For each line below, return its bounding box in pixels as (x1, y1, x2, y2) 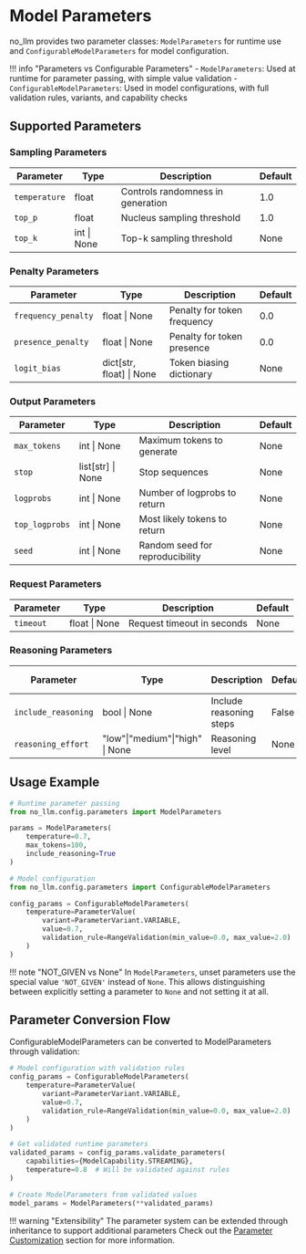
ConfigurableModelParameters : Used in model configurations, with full (9, 82, 270, 93)
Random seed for (138, 539, 213, 552)
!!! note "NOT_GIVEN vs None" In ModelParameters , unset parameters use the (9, 967, 296, 977)
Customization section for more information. (9, 1234, 175, 1246)
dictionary (168, 367, 212, 380)
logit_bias (14, 362, 61, 373)
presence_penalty (14, 337, 89, 347)
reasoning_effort (14, 738, 89, 749)
